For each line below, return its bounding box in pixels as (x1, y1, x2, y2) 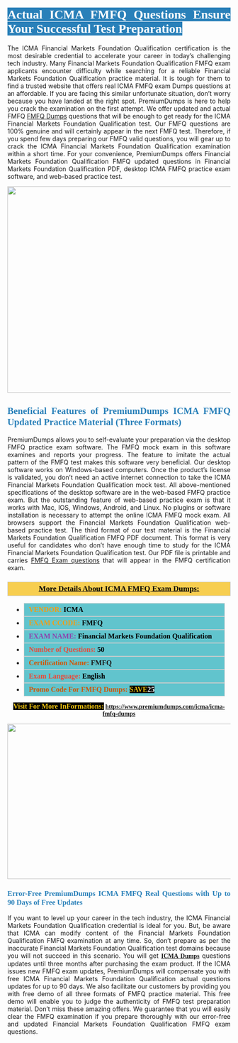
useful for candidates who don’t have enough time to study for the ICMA (7, 540, 231, 550)
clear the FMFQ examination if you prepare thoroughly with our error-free (7, 1012, 231, 1021)
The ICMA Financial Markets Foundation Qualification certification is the (7, 43, 231, 53)
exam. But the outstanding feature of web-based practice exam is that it (7, 496, 231, 504)
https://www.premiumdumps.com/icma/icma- (105, 703, 225, 711)
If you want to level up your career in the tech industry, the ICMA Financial (7, 914, 231, 922)
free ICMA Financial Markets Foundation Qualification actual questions (7, 975, 231, 983)
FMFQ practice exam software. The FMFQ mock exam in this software (7, 442, 231, 451)
